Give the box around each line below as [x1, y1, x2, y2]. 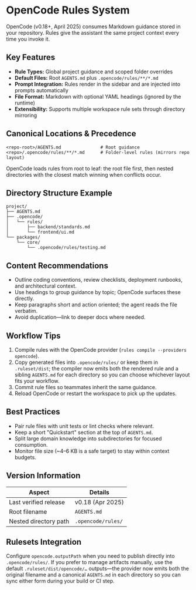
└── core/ [16, 240, 41, 245]
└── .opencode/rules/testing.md [27, 245, 106, 251]
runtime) [14, 99, 35, 106]
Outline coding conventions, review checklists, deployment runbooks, [14, 277, 183, 284]
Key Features [6, 52, 56, 62]
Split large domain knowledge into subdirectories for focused [14, 435, 162, 442]
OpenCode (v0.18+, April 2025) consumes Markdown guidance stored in [6, 23, 181, 30]
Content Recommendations [6, 261, 108, 271]
